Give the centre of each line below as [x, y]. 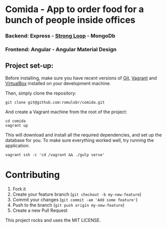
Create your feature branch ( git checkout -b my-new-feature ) [77, 194]
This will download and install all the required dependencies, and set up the [84, 134]
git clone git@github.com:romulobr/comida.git [55, 102]
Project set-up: [30, 66]
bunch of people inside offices [70, 20]
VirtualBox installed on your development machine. [58, 83]
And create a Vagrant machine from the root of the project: [66, 112]
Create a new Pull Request [40, 210]
